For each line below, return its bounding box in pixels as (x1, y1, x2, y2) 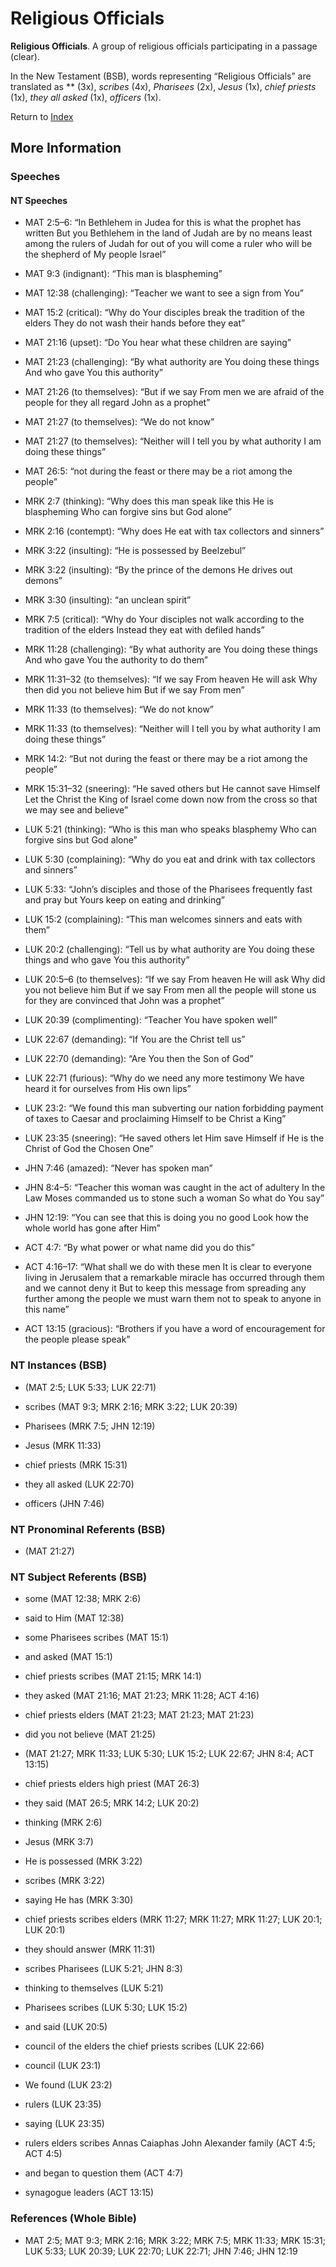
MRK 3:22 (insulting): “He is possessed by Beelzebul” (24, 545, 247, 557)
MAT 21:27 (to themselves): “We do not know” (24, 416, 215, 428)
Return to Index (10, 110, 74, 122)
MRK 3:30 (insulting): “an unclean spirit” (24, 594, 192, 606)
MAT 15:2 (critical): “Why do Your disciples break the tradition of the (24, 307, 305, 319)
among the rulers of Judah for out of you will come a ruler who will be (24, 238, 313, 250)
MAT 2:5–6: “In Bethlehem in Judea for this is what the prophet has (24, 217, 302, 229)
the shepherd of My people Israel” (24, 248, 167, 261)
